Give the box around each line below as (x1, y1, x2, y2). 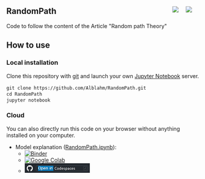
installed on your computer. (6, 131, 75, 139)
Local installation (6, 59, 59, 67)
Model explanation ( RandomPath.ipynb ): (15, 143, 117, 150)
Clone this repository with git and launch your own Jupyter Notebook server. (6, 72, 199, 79)
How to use (6, 40, 50, 51)
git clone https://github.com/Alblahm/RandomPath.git (6, 85, 147, 91)
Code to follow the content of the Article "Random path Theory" (6, 22, 167, 29)
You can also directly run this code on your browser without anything (6, 125, 181, 132)
